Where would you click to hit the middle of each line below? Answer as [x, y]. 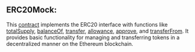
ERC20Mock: [32, 10]
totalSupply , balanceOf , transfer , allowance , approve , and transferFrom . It [97, 31]
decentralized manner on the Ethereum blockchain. [70, 44]
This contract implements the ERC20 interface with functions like [87, 24]
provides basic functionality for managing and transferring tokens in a [93, 37]
